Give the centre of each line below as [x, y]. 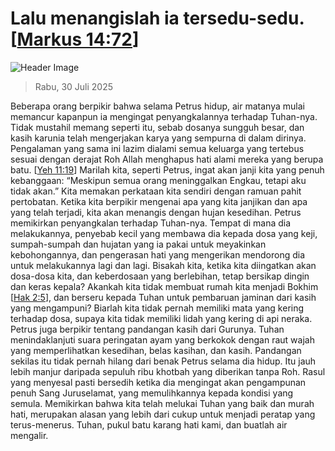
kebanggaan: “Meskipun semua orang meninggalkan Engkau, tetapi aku [158, 180]
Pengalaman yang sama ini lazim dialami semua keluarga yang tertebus [157, 148]
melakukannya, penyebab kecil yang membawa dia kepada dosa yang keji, [164, 233]
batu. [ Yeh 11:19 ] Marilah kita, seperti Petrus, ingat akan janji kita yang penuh [167, 169]
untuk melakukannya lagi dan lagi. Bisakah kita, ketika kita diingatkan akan [163, 265]
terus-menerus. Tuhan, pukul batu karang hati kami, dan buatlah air [149, 424]
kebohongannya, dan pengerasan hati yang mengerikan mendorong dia [158, 254]
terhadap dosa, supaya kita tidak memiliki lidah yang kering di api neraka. [161, 318]
